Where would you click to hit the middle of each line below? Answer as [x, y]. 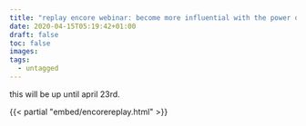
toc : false [30, 43]
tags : [20, 60]
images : [24, 52]
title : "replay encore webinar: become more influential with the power [150, 18]
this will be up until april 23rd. [65, 94]
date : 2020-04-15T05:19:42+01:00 [73, 26]
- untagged [38, 69]
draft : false [34, 34]
